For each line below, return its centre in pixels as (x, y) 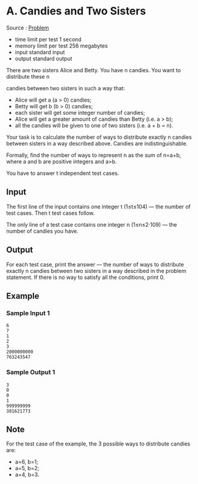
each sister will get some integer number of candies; (80, 112)
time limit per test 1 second (48, 39)
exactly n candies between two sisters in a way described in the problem (96, 271)
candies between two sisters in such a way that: (66, 88)
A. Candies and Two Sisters (76, 11)
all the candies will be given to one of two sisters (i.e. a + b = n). (94, 125)
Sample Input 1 (28, 313)
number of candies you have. (42, 231)
